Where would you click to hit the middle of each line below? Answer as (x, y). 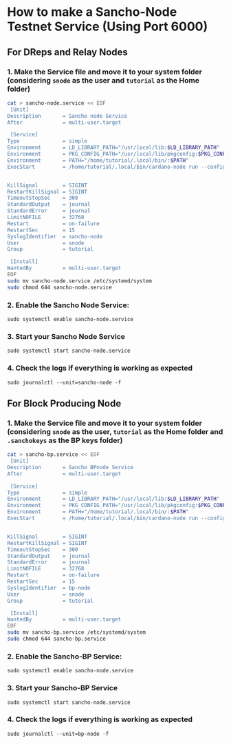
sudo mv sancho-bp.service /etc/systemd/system (77, 632)
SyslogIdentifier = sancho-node (55, 236)
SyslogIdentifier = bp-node (49, 588)
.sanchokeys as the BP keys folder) (65, 440)
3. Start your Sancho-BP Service (63, 688)
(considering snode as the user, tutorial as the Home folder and (115, 431)
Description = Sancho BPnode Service (70, 467)
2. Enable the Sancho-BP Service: (65, 657)
